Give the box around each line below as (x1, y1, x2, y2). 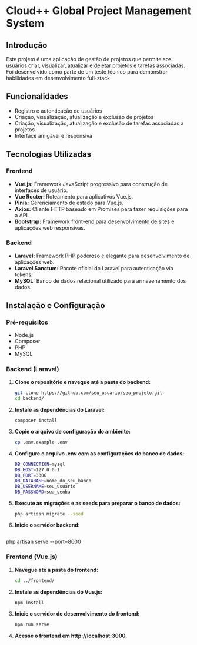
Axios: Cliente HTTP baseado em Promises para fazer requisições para (14, 205, 188, 213)
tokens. (14, 271, 33, 278)
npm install (14, 600, 44, 606)
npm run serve (14, 621, 49, 628)
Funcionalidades (6, 91, 69, 101)
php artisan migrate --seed (14, 511, 84, 517)
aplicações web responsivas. (14, 224, 85, 231)
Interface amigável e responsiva (14, 132, 93, 139)
